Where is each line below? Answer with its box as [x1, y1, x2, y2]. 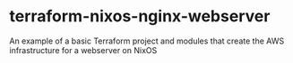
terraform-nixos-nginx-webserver [9, 6, 271, 27]
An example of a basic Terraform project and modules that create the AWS [9, 35, 285, 46]
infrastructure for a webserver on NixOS [9, 44, 158, 55]
